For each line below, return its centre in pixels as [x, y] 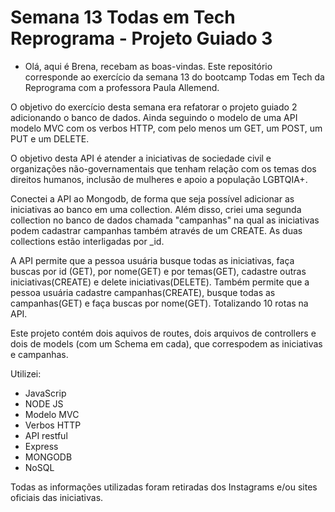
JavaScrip [45, 393]
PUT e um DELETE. [50, 138]
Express [41, 446]
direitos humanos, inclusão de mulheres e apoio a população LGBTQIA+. [159, 179]
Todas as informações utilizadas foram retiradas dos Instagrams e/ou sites [164, 487]
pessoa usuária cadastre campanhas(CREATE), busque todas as [143, 292]
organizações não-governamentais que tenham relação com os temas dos [163, 168]
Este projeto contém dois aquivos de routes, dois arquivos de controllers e [163, 333]
